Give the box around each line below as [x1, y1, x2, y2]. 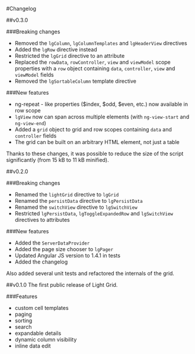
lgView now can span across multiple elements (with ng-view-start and [14, 113, 190, 120]
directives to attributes [14, 217, 70, 223]
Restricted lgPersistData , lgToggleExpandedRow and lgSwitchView [14, 210, 174, 217]
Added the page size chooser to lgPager [14, 246, 114, 252]
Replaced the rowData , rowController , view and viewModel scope [14, 59, 171, 65]
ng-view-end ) [14, 120, 46, 127]
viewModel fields [14, 71, 55, 78]
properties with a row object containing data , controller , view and [14, 65, 175, 72]
